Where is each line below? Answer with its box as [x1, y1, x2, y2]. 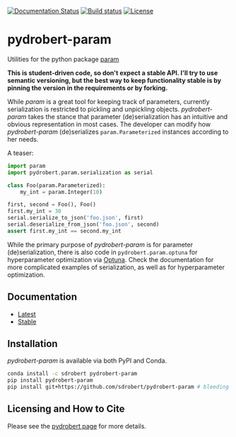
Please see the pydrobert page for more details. [7, 421, 147, 430]
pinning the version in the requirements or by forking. [7, 84, 168, 92]
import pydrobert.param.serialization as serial [7, 169, 153, 176]
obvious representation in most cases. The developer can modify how [7, 120, 211, 128]
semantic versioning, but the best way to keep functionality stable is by [7, 76, 222, 84]
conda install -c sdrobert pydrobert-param [7, 370, 138, 378]
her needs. [7, 135, 39, 143]
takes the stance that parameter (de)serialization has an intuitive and [28, 112, 228, 120]
